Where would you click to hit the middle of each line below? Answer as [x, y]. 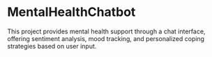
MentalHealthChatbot [71, 12]
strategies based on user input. [52, 46]
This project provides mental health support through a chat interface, [106, 31]
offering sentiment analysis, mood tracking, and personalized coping [106, 38]
